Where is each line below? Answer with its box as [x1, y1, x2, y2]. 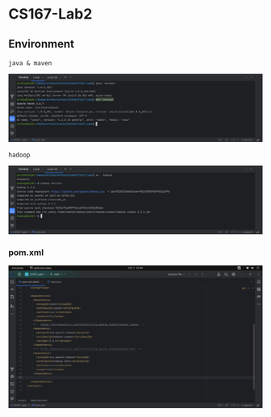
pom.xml [8, 247, 44, 258]
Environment [8, 37, 75, 51]
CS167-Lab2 [8, 5, 93, 23]
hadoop [8, 151, 31, 160]
